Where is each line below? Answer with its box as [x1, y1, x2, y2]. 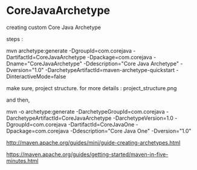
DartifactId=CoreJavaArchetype [6, 53, 86, 60]
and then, [6, 96, 30, 103]
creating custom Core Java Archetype [6, 24, 102, 31]
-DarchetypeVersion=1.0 [112, 114, 174, 122]
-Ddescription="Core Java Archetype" [83, 60, 179, 67]
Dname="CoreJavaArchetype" [6, 60, 83, 67]
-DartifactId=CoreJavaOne [68, 120, 135, 128]
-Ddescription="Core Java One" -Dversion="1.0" [70, 127, 192, 134]
